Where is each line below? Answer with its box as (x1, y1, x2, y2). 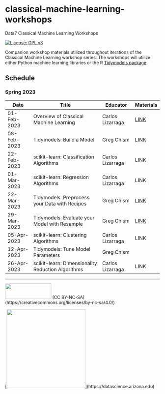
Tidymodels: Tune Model (33, 245, 91, 252)
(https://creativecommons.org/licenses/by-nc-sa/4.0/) (5, 299, 115, 305)
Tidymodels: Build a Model (33, 136, 95, 143)
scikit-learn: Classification (33, 153, 94, 160)
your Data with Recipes (33, 200, 87, 207)
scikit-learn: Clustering (33, 231, 87, 238)
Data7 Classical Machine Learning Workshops (5, 30, 98, 36)
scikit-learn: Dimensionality (33, 260, 97, 267)
